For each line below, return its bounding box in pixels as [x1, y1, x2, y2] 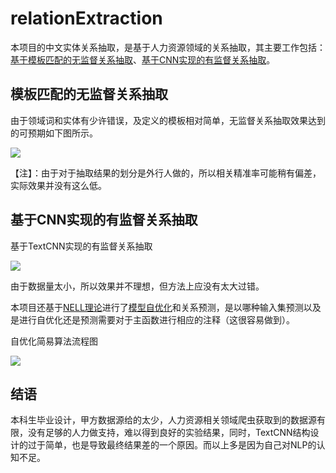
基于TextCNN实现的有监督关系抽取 [10, 240, 153, 252]
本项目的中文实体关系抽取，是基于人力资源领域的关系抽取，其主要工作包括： [10, 41, 326, 53]
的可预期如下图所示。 [10, 127, 98, 139]
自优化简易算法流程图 [10, 335, 98, 347]
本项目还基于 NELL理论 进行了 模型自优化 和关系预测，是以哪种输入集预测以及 [10, 301, 322, 313]
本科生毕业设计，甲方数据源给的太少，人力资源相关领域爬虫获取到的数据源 [10, 414, 317, 426]
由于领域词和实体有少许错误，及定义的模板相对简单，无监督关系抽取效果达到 [10, 114, 326, 126]
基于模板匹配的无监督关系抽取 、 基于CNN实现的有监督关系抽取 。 [10, 53, 276, 66]
